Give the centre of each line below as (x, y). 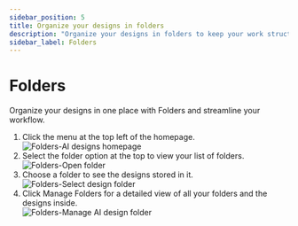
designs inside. (50, 203)
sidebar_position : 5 (47, 17)
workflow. (27, 120)
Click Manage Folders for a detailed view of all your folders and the (145, 194)
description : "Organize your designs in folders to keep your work (137, 34)
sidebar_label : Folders (53, 42)
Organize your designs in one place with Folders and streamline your (135, 111)
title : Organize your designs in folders (87, 26)
